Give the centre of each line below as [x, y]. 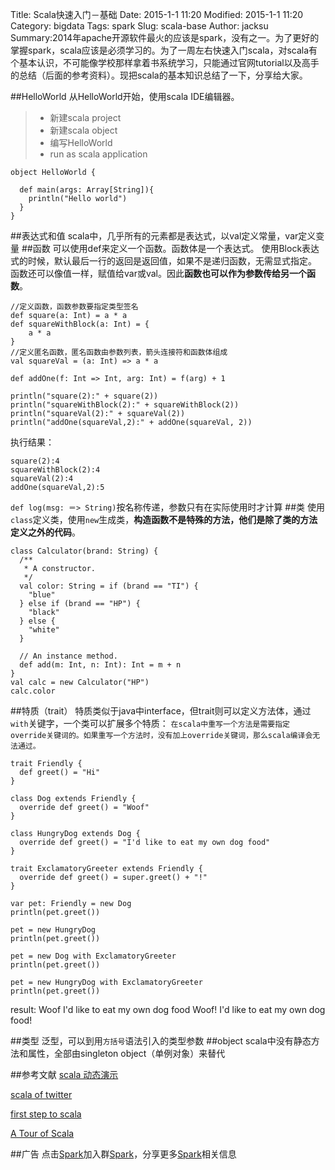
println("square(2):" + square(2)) [84, 396]
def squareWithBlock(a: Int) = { [80, 324]
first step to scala [46, 1114]
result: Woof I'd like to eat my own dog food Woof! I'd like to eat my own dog [168, 1009]
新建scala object [83, 130]
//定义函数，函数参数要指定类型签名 [74, 307]
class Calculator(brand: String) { [84, 551]
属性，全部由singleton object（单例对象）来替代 [126, 1053]
